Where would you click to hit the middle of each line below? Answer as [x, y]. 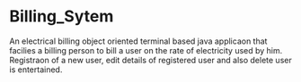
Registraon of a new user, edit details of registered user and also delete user [150, 60]
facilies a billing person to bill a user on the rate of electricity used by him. [146, 50]
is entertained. [36, 70]
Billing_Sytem [62, 16]
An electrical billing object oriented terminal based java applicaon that [138, 41]
